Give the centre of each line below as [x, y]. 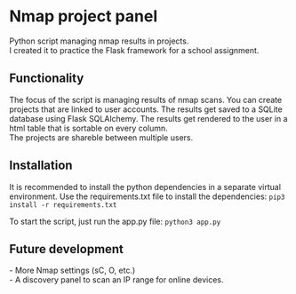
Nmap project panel [84, 16]
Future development [67, 249]
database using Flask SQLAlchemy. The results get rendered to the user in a [148, 118]
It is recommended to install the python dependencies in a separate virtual [145, 187]
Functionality [47, 79]
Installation [41, 166]
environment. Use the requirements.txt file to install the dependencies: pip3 [147, 196]
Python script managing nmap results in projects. [99, 41]
